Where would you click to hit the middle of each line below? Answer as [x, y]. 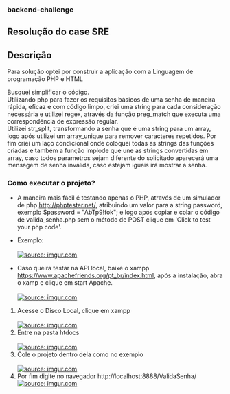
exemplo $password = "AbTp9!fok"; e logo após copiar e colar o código [118, 212]
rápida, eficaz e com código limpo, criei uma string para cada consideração [114, 107]
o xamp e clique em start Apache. [65, 283]
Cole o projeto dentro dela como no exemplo [80, 354]
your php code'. [39, 227]
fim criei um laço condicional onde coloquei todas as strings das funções [111, 143]
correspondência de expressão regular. [63, 121]
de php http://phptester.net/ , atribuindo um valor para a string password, [120, 205]
